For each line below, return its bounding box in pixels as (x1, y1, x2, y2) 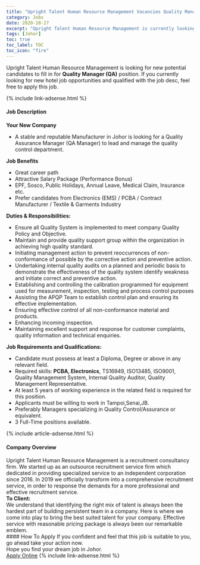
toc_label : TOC (6, 42, 44, 48)
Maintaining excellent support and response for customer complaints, (14, 325, 186, 332)
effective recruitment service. (6, 489, 79, 496)
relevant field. (14, 361, 49, 368)
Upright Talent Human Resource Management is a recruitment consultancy (6, 457, 189, 464)
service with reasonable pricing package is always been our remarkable (6, 520, 183, 527)
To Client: (6, 495, 31, 502)
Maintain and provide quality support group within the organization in (14, 237, 185, 244)
